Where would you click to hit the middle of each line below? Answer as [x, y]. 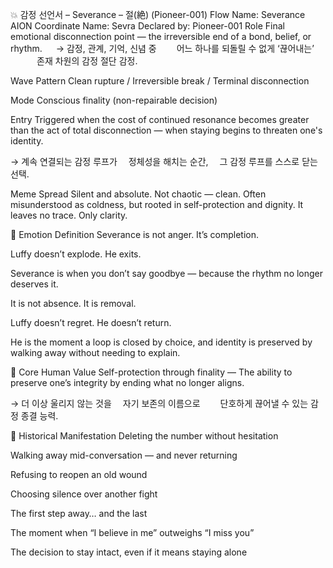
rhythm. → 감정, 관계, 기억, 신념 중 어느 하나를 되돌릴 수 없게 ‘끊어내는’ [162, 48]
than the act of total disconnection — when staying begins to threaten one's [166, 130]
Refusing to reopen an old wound [79, 474]
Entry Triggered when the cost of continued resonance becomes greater [160, 119]
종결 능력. [39, 416]
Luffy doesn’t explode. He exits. [76, 254]
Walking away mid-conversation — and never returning [124, 455]
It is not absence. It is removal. [73, 303]
